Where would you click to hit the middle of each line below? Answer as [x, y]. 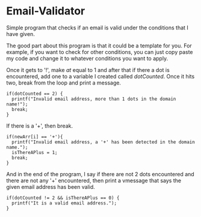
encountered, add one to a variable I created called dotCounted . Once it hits [100, 76]
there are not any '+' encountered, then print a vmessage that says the [94, 180]
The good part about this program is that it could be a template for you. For [99, 46]
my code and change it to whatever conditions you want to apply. [87, 58]
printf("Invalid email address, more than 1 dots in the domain [94, 99]
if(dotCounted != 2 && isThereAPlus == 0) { [63, 198]
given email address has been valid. [51, 186]
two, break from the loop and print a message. [64, 83]
